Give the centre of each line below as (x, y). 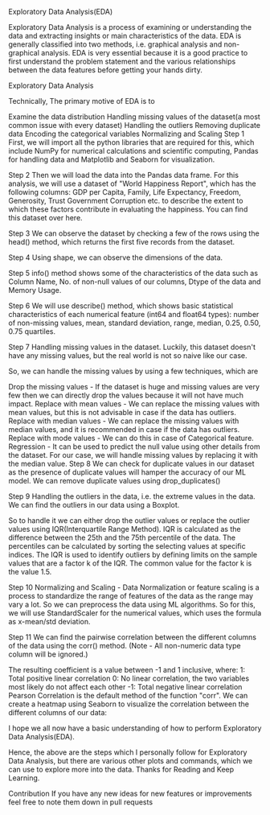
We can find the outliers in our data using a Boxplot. (94, 505)
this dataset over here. (45, 218)
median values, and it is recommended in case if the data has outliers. (124, 429)
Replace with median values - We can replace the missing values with (124, 421)
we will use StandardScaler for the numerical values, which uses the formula (135, 613)
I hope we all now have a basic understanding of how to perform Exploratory (135, 728)
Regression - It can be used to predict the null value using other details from (134, 447)
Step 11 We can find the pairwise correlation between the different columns (133, 637)
